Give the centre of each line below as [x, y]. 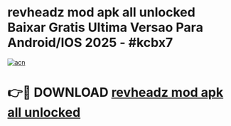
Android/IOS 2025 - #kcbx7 [90, 43]
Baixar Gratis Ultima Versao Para [106, 27]
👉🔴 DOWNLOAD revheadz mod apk [116, 93]
